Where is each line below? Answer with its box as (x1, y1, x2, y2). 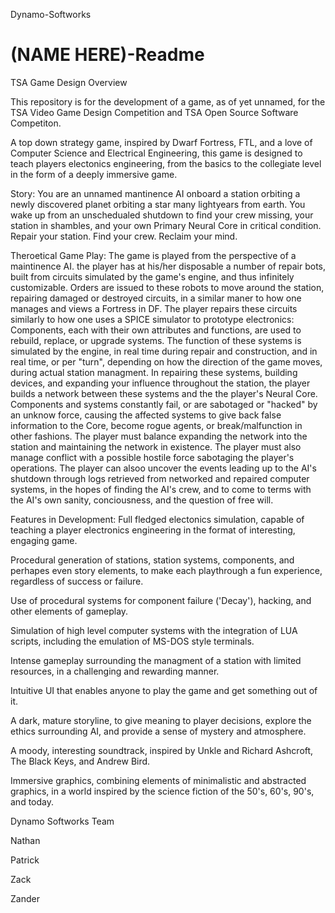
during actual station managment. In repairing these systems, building (10, 366, 298, 378)
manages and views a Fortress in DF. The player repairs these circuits (10, 302, 298, 314)
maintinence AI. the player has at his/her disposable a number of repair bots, (10, 260, 326, 272)
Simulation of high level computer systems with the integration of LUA (10, 624, 298, 636)
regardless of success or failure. (10, 575, 144, 587)
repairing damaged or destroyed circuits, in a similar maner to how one (10, 292, 302, 304)
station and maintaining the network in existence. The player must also (10, 440, 302, 453)
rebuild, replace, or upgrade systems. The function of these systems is (10, 334, 302, 346)
